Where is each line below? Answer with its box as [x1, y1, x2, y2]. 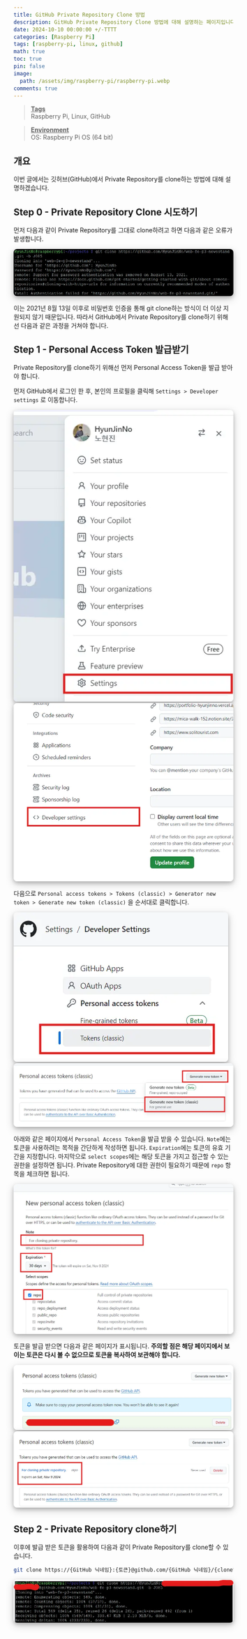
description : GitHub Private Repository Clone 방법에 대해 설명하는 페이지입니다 [13, 18, 235, 26]
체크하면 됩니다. [26, 1169, 70, 1178]
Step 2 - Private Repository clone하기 [13, 1523, 177, 1535]
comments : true [13, 84, 58, 92]
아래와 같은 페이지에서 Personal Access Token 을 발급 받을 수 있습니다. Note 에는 [13, 1135, 231, 1144]
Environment [30, 126, 69, 134]
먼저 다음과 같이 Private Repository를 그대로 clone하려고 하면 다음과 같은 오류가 [13, 226, 233, 234]
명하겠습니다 [13, 184, 48, 192]
